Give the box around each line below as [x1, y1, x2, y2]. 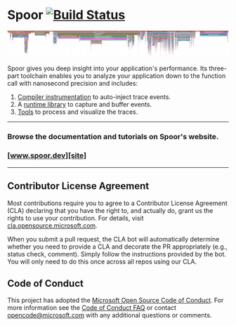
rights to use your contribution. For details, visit [7, 214, 144, 222]
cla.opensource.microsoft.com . [7, 221, 98, 230]
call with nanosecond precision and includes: [7, 79, 138, 88]
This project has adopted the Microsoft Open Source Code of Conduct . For [7, 296, 224, 305]
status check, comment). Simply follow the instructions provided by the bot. [7, 249, 227, 258]
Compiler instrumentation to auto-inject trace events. [17, 93, 171, 101]
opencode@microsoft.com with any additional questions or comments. [7, 311, 212, 320]
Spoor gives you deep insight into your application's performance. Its [7, 64, 208, 73]
